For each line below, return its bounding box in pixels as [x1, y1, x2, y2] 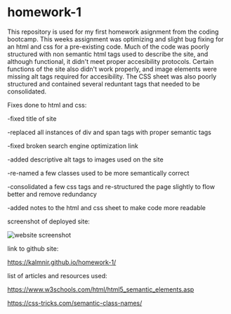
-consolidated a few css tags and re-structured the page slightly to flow [7, 182, 216, 190]
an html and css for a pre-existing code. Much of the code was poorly [7, 42, 209, 51]
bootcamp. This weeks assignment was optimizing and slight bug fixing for [7, 34, 224, 43]
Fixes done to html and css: [7, 100, 87, 109]
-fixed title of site [7, 114, 57, 123]
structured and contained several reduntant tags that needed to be [7, 79, 200, 88]
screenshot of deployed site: [7, 217, 90, 225]
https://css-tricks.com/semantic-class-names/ [7, 299, 143, 307]
